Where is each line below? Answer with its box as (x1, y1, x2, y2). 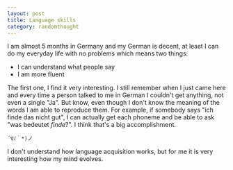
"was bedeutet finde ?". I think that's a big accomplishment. (7, 121, 176, 129)
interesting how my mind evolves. (7, 155, 104, 163)
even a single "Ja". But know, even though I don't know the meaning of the (7, 99, 220, 107)
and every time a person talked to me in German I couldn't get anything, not (7, 91, 224, 99)
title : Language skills (7, 17, 77, 24)
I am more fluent (17, 70, 65, 78)
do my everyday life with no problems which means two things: (7, 49, 188, 58)
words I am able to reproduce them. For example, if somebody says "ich (7, 105, 214, 114)
